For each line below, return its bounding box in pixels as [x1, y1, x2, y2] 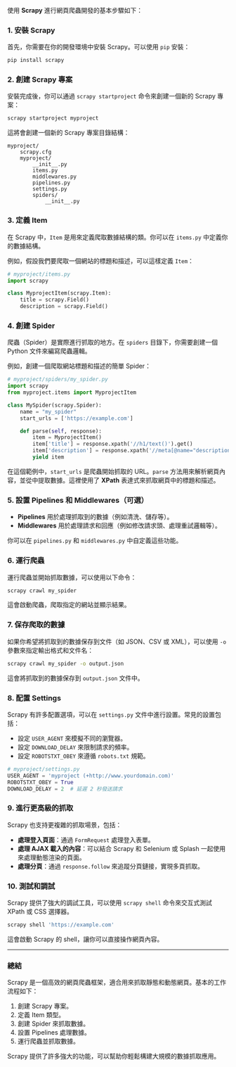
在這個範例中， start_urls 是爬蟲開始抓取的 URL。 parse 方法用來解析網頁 [7, 467, 220, 475]
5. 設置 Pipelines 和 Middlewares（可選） [7, 495, 149, 505]
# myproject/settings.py [7, 765, 80, 772]
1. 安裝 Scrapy [7, 25, 55, 35]
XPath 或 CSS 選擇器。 [7, 907, 74, 916]
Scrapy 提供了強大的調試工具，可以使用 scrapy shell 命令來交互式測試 [7, 898, 212, 907]
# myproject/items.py [7, 270, 71, 278]
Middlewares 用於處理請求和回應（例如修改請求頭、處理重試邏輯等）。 [17, 521, 221, 530]
